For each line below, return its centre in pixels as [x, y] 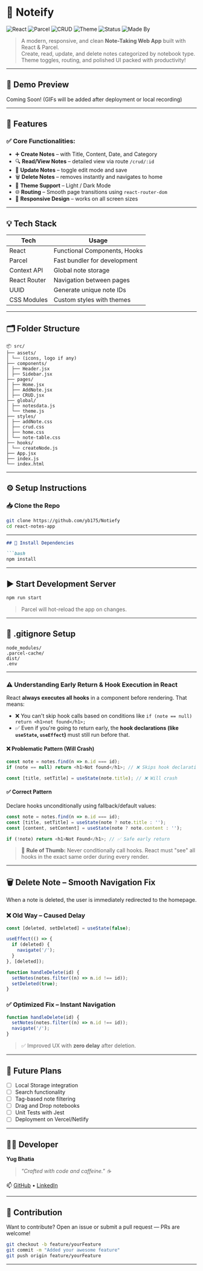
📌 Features [27, 124]
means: [16, 704]
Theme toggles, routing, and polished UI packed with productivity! [103, 60]
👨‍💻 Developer [32, 1144]
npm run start [24, 598]
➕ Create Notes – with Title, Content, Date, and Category [86, 154]
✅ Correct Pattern [29, 792]
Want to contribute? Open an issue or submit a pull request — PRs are [93, 1227]
